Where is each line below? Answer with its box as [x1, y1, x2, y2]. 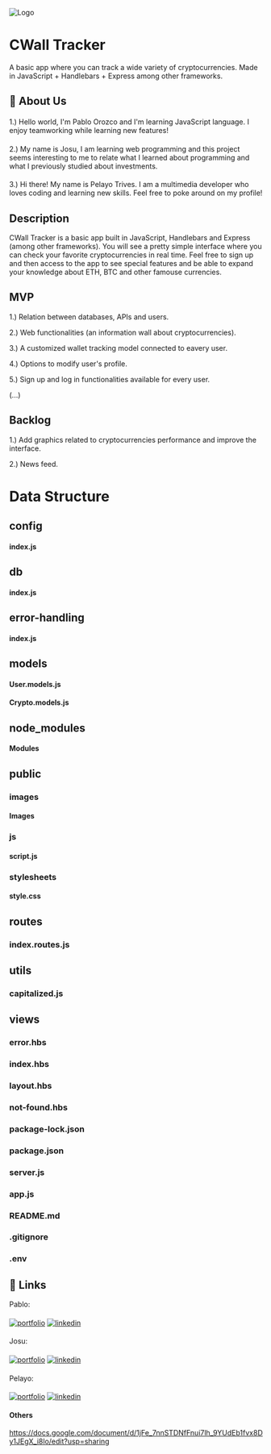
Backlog [9, 414, 52, 427]
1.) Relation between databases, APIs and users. [9, 311, 169, 322]
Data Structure [9, 487, 110, 506]
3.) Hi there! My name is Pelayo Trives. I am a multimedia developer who [9, 180, 249, 190]
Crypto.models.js [9, 698, 69, 707]
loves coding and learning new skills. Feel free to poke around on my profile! [9, 188, 263, 198]
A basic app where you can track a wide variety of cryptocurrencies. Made [9, 62, 258, 72]
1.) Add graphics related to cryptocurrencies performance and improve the [9, 435, 257, 444]
